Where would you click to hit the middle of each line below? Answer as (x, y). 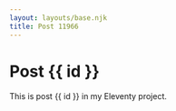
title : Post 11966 (44, 26)
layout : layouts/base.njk (58, 18)
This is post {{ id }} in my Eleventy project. (88, 96)
